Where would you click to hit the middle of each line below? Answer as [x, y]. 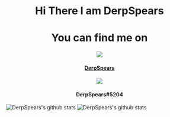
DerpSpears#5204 [100, 94]
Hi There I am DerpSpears [100, 11]
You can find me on [100, 38]
